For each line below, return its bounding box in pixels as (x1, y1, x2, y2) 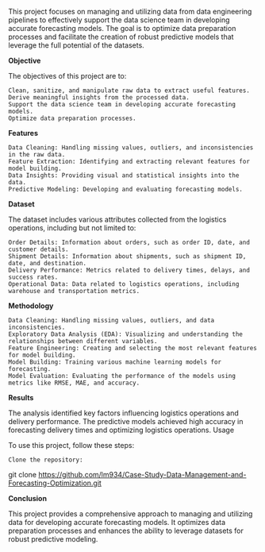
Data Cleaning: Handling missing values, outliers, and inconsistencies (8, 144, 254, 152)
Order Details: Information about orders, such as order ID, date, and (8, 238, 250, 246)
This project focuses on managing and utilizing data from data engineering (8, 7, 252, 16)
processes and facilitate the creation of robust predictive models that (8, 32, 234, 41)
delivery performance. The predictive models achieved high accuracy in (8, 417, 244, 426)
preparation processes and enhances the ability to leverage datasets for (8, 526, 244, 535)
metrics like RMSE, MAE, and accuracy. (8, 379, 140, 387)
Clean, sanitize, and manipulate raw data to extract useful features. (8, 87, 250, 95)
